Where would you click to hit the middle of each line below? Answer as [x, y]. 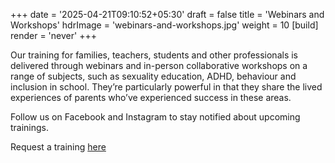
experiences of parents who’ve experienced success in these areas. [151, 97]
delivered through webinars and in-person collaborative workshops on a [159, 65]
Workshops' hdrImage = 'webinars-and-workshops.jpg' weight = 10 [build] [164, 25]
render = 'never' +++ [53, 35]
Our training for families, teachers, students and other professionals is [154, 55]
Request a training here [58, 147]
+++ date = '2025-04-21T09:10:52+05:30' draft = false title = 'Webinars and [167, 14]
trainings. [30, 127]
